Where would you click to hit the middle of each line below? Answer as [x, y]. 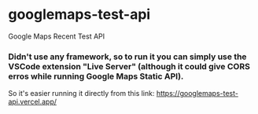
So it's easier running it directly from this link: [81, 94]
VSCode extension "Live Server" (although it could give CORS [129, 66]
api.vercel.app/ [33, 102]
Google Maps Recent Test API [57, 36]
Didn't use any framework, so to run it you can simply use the [127, 57]
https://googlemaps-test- [197, 94]
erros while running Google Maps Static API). [96, 76]
